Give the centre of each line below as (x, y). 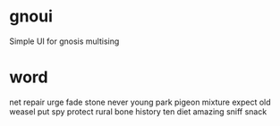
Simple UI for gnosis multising (64, 41)
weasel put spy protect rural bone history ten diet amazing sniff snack (138, 111)
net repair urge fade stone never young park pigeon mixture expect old (140, 102)
